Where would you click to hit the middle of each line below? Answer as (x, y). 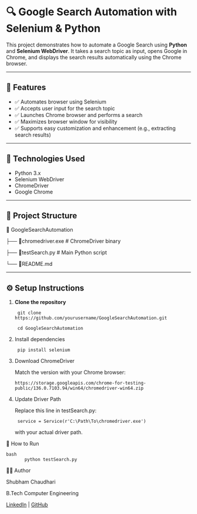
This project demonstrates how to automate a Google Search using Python (97, 45)
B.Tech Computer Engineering (43, 493)
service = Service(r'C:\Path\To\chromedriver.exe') (82, 422)
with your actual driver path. (49, 432)
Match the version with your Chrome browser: (70, 372)
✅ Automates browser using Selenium (60, 102)
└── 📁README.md (29, 264)
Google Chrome (34, 192)
